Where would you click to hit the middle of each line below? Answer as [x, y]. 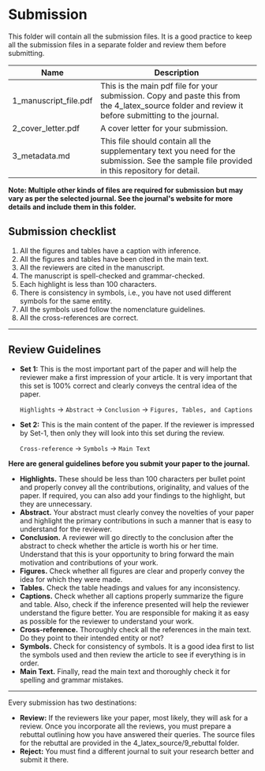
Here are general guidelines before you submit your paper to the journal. [129, 464]
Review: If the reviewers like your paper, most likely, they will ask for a [134, 717]
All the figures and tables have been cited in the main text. [114, 259]
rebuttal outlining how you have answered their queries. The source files [137, 734]
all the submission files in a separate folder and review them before [117, 44]
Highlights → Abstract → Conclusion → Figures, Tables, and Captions [136, 409]
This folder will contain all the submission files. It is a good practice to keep [130, 36]
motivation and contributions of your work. [89, 562]
